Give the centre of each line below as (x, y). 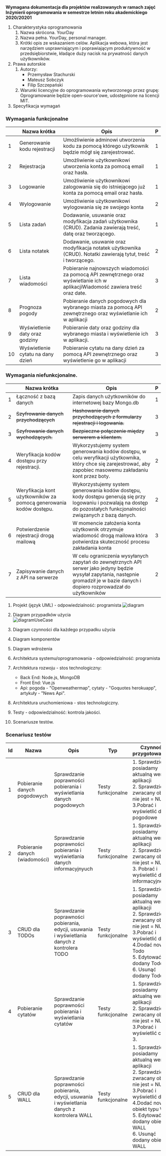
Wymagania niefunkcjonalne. (42, 375)
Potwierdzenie (33, 529)
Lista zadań (33, 224)
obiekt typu (146, 1109)
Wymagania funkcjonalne (37, 119)
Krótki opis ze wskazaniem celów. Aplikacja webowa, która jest (84, 43)
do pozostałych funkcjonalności (109, 509)
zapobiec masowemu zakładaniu (110, 470)
